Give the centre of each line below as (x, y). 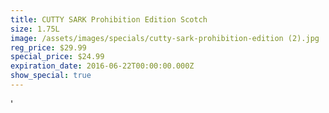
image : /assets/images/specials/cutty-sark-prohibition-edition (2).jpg (165, 38)
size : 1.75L (35, 29)
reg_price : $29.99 (48, 47)
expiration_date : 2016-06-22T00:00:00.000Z (102, 66)
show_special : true (51, 76)
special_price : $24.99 (57, 57)
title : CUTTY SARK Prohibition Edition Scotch (109, 19)
